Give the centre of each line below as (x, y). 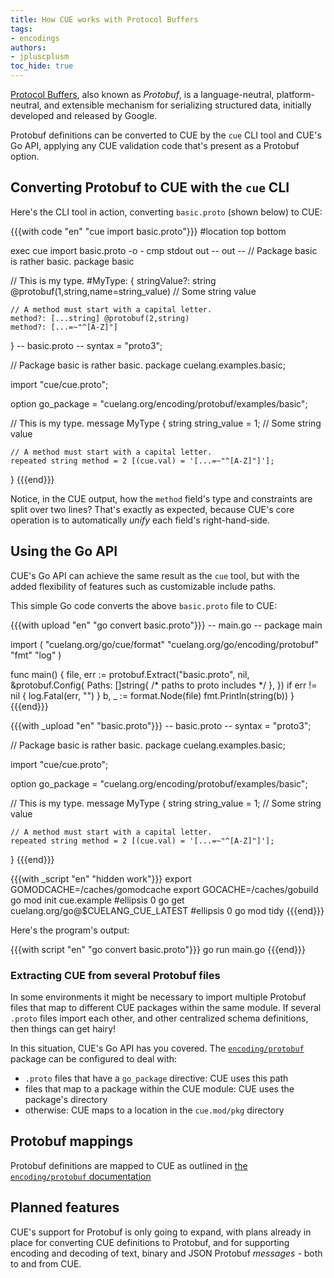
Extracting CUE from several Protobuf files (115, 975)
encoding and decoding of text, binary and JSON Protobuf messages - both (166, 1253)
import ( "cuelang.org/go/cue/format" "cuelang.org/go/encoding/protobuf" (165, 644)
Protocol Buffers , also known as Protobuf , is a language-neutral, (142, 94)
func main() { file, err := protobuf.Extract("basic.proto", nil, (130, 674)
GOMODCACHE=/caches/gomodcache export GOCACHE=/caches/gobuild (164, 889)
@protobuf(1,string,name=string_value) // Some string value (133, 291)
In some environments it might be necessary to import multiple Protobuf (158, 997)
